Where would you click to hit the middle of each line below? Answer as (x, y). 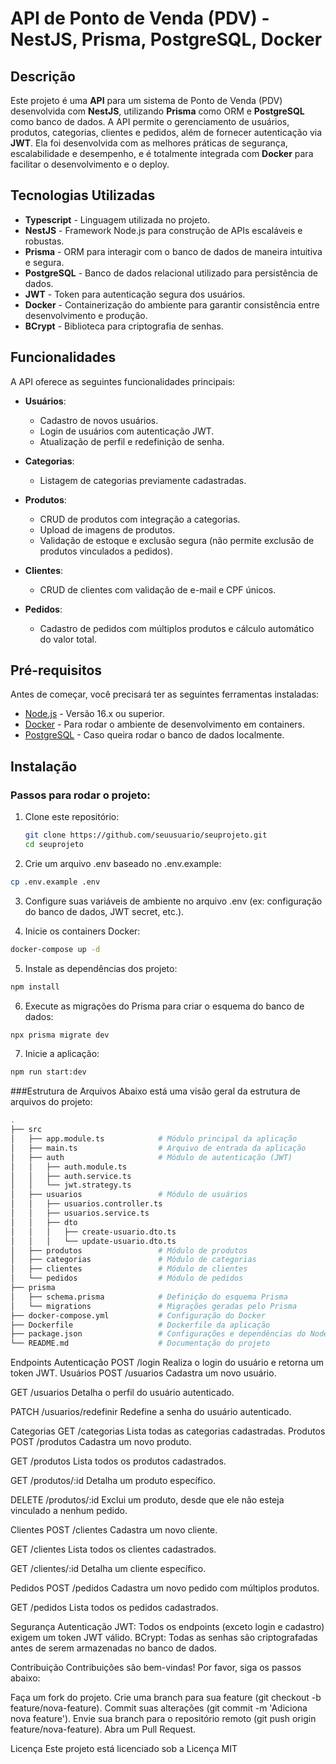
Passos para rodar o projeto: (80, 795)
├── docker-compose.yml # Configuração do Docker (138, 1315)
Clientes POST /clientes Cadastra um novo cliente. (114, 1530)
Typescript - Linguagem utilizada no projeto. (117, 219)
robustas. (44, 241)
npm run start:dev (48, 1072)
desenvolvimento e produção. (86, 315)
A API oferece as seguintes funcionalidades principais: (123, 381)
